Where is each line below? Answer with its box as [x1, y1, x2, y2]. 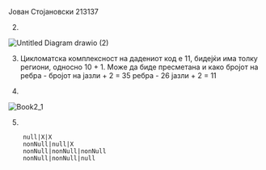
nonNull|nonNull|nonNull [23, 147, 107, 155]
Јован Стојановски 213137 [8, 7, 99, 16]
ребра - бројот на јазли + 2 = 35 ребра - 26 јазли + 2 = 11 [19, 71, 217, 80]
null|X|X [23, 133, 53, 141]
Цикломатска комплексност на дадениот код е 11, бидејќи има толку [19, 54, 259, 63]
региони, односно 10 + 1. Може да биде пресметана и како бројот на [19, 62, 259, 72]
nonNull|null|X [23, 140, 74, 148]
